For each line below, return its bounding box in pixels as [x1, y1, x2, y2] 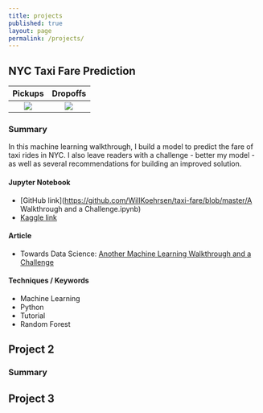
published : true [8, 19, 63, 27]
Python [19, 302, 44, 312]
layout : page [8, 27, 52, 35]
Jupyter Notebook [8, 177, 71, 187]
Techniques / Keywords [8, 275, 90, 286]
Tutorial [19, 311, 46, 320]
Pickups [12, 88, 44, 99]
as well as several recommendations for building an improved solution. [8, 159, 242, 169]
